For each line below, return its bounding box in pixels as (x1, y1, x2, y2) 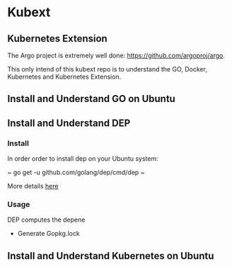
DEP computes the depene (7, 215, 86, 224)
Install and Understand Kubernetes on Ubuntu (7, 249, 214, 262)
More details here (7, 182, 59, 191)
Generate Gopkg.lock (17, 229, 80, 238)
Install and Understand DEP (7, 117, 131, 129)
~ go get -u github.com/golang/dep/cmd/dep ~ (7, 168, 145, 177)
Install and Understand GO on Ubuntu (7, 93, 175, 105)
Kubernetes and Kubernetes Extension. (7, 72, 122, 81)
